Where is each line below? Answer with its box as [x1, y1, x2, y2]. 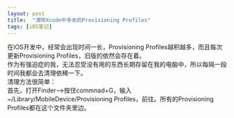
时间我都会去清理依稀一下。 [7, 69, 87, 77]
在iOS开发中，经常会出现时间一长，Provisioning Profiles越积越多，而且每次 [7, 43, 223, 51]
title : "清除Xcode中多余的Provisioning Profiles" [7, 17, 151, 24]
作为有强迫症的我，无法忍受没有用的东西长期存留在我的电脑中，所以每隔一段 [7, 60, 227, 69]
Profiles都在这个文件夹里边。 [7, 103, 91, 112]
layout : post [7, 10, 45, 17]
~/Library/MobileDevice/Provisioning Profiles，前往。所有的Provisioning [7, 95, 214, 103]
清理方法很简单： [7, 78, 56, 86]
